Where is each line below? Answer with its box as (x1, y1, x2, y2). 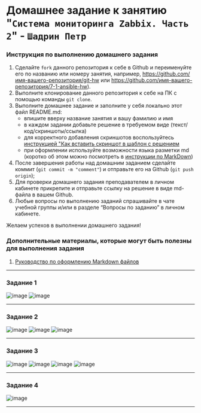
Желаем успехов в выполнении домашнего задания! (6, 222, 142, 229)
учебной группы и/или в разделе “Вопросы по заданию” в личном (14, 204, 185, 211)
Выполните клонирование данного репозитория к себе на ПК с (14, 89, 177, 96)
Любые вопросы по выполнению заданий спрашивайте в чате (14, 198, 175, 205)
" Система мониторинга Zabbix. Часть (6, 16, 190, 30)
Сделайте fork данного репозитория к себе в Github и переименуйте (14, 64, 192, 71)
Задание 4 (6, 381, 39, 389)
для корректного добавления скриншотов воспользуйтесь (23, 134, 175, 141)
